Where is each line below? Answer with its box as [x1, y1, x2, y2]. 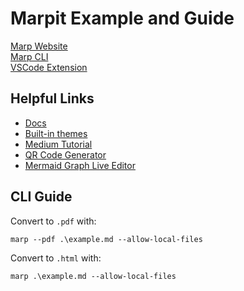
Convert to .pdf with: [10, 215, 97, 227]
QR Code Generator [24, 148, 107, 161]
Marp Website [10, 40, 68, 52]
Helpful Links [10, 90, 95, 107]
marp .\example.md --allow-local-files [10, 271, 177, 281]
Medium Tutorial [24, 138, 93, 150]
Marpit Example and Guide [10, 7, 235, 30]
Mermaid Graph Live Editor [24, 159, 136, 171]
